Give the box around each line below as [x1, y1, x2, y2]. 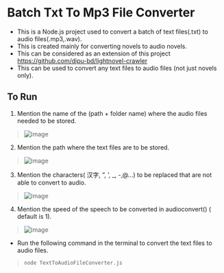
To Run [7, 91, 38, 103]
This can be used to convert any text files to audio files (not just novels [16, 64, 217, 72]
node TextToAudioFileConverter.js [23, 259, 123, 266]
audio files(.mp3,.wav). [16, 34, 82, 43]
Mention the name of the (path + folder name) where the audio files [16, 109, 208, 117]
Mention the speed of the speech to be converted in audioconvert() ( [16, 204, 212, 213]
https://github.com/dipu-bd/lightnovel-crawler [16, 56, 148, 64]
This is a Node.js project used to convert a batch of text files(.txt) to [16, 27, 209, 36]
